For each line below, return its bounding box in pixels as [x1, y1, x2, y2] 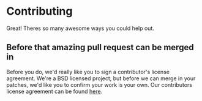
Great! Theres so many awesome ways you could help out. [6, 24, 154, 32]
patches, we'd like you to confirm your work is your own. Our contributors [6, 81, 193, 88]
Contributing [6, 4, 73, 18]
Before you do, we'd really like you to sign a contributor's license [6, 68, 170, 75]
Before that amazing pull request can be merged [6, 42, 194, 53]
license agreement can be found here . [6, 88, 103, 95]
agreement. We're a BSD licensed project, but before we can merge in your [6, 75, 196, 82]
